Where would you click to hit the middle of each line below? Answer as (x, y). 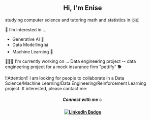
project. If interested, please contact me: (46, 88)
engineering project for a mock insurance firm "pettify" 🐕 (63, 67)
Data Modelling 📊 (30, 45)
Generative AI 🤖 (28, 39)
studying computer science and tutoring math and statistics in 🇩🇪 (72, 20)
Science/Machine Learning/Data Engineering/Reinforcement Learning (76, 83)
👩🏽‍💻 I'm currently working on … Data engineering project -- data (71, 61)
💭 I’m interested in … (26, 29)
